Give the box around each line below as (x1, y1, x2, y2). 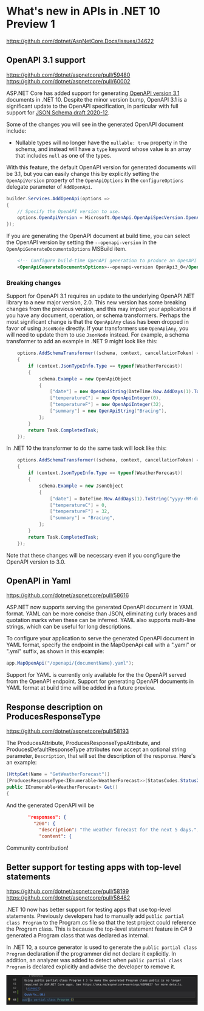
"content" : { (38, 833, 72, 839)
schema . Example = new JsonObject (38, 483, 123, 489)
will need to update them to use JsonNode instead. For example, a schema (6, 331, 189, 338)
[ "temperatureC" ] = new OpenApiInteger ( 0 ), (49, 395, 162, 401)
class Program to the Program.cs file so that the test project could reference (6, 918, 196, 926)
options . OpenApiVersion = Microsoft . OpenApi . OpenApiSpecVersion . (17, 215, 186, 221)
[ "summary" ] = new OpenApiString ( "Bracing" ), (49, 408, 167, 415)
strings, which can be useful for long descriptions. (6, 623, 132, 631)
